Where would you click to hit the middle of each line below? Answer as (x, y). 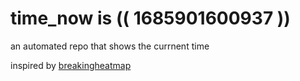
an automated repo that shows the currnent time (110, 46)
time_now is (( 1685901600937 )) (150, 18)
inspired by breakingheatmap (71, 65)
